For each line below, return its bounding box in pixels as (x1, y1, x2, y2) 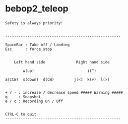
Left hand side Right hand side (14, 60, 110, 65)
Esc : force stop (5, 47, 52, 52)
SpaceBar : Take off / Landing (5, 43, 70, 48)
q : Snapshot (5, 95, 41, 100)
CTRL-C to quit (5, 112, 37, 117)
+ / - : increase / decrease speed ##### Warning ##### (5, 90, 123, 95)
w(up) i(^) (23, 68, 97, 73)
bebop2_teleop (5, 3, 68, 14)
